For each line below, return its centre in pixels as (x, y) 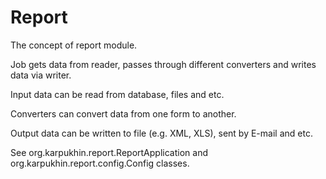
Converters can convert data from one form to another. (123, 113)
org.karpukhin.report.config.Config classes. (100, 163)
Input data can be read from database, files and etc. (117, 94)
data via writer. (41, 75)
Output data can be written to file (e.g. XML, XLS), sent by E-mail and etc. (161, 133)
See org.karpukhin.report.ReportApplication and (109, 152)
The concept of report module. (74, 45)
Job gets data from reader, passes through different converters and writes (163, 64)
